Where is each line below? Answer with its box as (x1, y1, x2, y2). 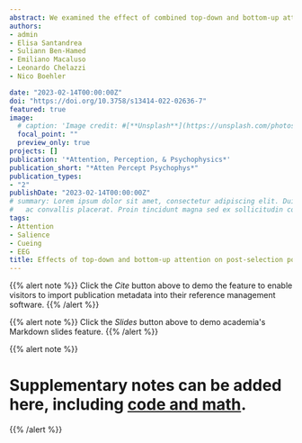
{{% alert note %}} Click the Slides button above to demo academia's (9, 317, 266, 328)
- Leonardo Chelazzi (9, 64, 87, 73)
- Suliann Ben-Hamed (9, 47, 87, 56)
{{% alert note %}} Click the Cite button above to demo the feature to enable (9, 280, 293, 291)
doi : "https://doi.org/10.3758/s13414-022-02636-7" (9, 96, 207, 105)
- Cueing (9, 239, 42, 248)
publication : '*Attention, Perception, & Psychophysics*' (9, 155, 231, 164)
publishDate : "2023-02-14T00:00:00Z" (9, 188, 151, 198)
